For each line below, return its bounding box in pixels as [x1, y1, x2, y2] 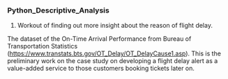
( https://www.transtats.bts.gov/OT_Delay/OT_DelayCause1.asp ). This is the [7, 49, 222, 58]
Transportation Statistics [7, 42, 78, 51]
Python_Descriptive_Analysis [7, 6, 109, 15]
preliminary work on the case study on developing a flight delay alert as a [7, 57, 218, 65]
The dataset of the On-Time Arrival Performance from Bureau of [7, 35, 192, 43]
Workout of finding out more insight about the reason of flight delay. [17, 21, 213, 30]
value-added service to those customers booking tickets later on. [7, 64, 195, 73]
